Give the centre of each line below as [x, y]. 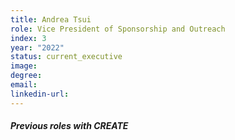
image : [24, 66]
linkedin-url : [40, 94]
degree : [26, 76]
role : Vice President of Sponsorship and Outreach [118, 29]
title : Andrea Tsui [51, 19]
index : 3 [28, 38]
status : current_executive [66, 57]
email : [24, 85]
